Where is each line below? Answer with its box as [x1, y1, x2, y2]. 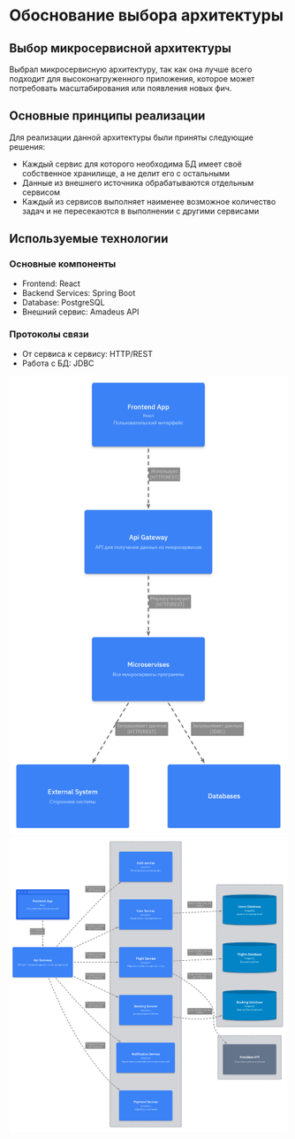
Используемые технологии [9, 231, 169, 246]
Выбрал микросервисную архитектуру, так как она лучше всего [9, 64, 253, 74]
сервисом [21, 187, 60, 198]
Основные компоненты [9, 258, 117, 270]
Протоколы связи [9, 329, 89, 341]
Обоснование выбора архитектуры [9, 5, 284, 26]
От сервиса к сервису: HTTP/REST [21, 348, 153, 359]
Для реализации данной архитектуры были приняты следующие [9, 132, 254, 143]
